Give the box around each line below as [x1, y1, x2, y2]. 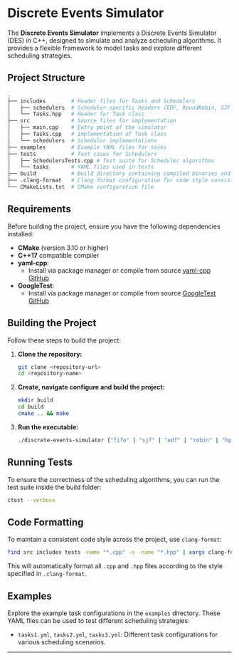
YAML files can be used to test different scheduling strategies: [7, 616, 190, 624]
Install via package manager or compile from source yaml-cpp [28, 266, 211, 275]
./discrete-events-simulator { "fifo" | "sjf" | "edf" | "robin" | [17, 436, 219, 444]
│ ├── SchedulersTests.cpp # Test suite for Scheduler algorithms [7, 157, 215, 164]
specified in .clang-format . [7, 570, 87, 578]
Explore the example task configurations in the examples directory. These [7, 609, 221, 617]
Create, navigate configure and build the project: [17, 383, 165, 392]
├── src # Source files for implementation [7, 117, 176, 125]
